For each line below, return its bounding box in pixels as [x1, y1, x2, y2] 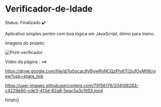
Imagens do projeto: [5, 40, 45, 46]
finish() [5, 97, 19, 103]
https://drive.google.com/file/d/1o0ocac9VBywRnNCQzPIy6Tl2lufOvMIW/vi [5, 68, 156, 74]
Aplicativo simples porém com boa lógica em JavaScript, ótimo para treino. [5, 30, 155, 37]
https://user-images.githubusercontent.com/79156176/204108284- [5, 82, 139, 88]
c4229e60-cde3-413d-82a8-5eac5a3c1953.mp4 [5, 88, 103, 94]
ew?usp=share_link [5, 73, 44, 79]
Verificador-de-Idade [5, 3, 93, 14]
